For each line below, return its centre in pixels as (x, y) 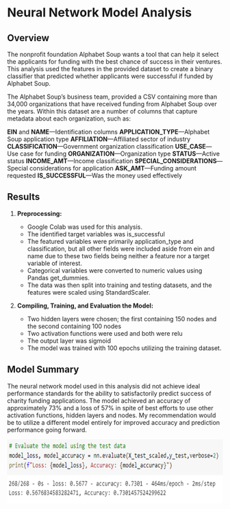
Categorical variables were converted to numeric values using (115, 270)
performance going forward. (47, 430)
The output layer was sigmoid (69, 340)
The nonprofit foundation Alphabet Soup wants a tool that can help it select (113, 54)
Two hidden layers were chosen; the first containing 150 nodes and (122, 319)
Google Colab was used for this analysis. (85, 227)
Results (24, 197)
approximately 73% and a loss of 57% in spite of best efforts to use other (110, 408)
